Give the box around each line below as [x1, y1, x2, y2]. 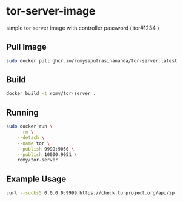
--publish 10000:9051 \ [17, 151, 78, 158]
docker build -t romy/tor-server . [6, 91, 96, 97]
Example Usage [6, 174, 67, 184]
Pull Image [6, 42, 47, 52]
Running [6, 107, 39, 117]
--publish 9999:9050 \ [17, 146, 75, 152]
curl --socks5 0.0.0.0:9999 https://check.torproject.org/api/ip [6, 190, 175, 196]
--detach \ [17, 134, 45, 140]
